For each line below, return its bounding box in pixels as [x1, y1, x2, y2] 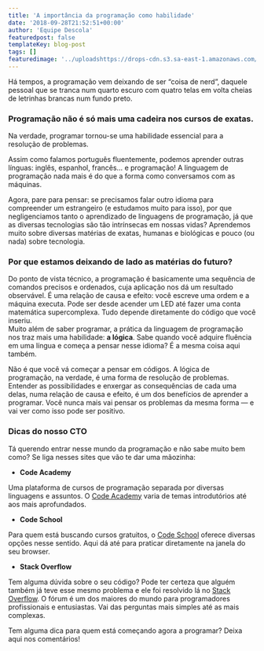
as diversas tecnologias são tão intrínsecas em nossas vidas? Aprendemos [8, 220, 251, 230]
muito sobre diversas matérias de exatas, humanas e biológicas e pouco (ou [8, 229, 255, 238]
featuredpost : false [8, 33, 76, 42]
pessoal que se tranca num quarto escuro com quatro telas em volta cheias [8, 85, 253, 94]
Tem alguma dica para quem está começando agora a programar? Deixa [8, 626, 243, 635]
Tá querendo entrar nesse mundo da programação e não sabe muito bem [8, 443, 246, 453]
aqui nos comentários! [8, 634, 81, 643]
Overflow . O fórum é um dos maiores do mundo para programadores [8, 594, 230, 603]
